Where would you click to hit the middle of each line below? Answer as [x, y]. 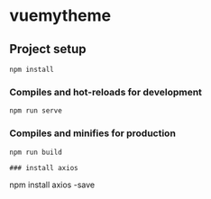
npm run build [36, 152]
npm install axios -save [52, 185]
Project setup [48, 49]
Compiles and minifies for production [92, 133]
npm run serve [36, 111]
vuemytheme [60, 16]
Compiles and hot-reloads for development [106, 92]
